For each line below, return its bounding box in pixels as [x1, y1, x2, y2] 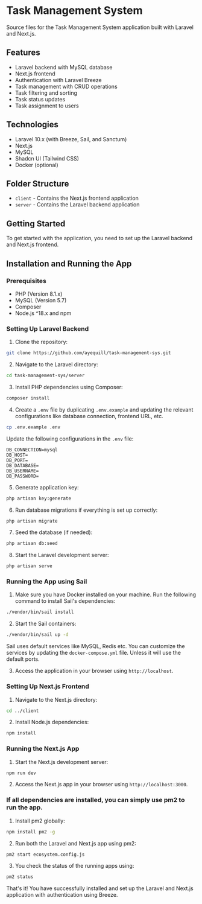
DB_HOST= [6, 452, 28, 458]
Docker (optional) [14, 161, 58, 168]
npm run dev [6, 770, 36, 776]
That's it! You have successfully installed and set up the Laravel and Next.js [6, 885, 194, 892]
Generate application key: [14, 483, 80, 491]
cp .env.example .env [6, 424, 61, 430]
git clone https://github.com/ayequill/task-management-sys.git [6, 350, 171, 356]
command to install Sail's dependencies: [14, 597, 116, 605]
